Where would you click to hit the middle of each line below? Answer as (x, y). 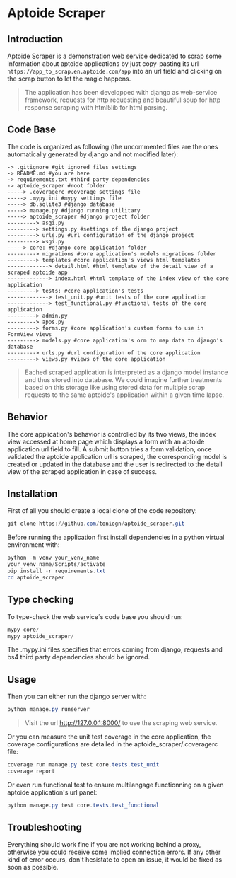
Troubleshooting (45, 827)
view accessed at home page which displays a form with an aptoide (106, 441)
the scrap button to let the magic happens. (69, 79)
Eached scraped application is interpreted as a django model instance (126, 372)
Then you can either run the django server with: (77, 697)
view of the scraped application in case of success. (82, 471)
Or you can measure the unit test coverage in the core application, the (109, 737)
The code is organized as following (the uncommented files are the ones (113, 146)
